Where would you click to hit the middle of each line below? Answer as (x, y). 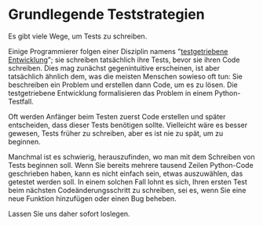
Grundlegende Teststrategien (107, 15)
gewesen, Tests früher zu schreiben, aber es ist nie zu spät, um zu (116, 133)
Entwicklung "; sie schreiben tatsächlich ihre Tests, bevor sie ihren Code (124, 60)
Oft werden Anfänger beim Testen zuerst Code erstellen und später (117, 116)
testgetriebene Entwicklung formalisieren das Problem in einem (111, 93)
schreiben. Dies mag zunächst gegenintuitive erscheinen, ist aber (114, 67)
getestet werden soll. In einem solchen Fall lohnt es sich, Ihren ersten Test (128, 181)
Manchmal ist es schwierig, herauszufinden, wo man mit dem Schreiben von (131, 157)
